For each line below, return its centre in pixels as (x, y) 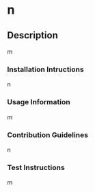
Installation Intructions (45, 69)
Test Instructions (36, 167)
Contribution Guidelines (48, 134)
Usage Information (39, 102)
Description (32, 35)
